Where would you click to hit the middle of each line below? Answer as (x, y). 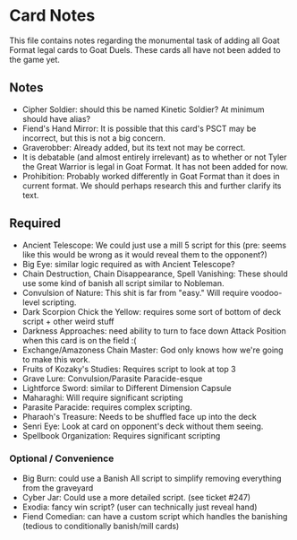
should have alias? (56, 118)
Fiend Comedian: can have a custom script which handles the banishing (155, 516)
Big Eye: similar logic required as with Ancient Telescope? (128, 264)
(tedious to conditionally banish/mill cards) (101, 526)
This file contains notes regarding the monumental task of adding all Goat (144, 40)
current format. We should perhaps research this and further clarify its (152, 186)
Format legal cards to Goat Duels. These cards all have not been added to (145, 49)
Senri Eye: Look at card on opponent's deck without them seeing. (143, 426)
